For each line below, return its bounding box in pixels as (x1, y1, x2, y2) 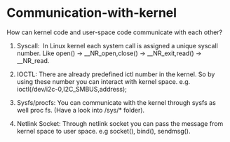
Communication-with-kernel (6, 5, 177, 21)
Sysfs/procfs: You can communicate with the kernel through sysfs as (16, 98, 217, 106)
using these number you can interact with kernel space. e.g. (16, 77, 191, 85)
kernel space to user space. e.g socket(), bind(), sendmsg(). (16, 127, 191, 135)
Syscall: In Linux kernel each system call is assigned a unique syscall (16, 41, 218, 50)
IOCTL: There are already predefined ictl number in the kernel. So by (16, 70, 215, 78)
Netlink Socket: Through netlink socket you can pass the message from (16, 119, 224, 127)
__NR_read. (16, 56, 50, 64)
